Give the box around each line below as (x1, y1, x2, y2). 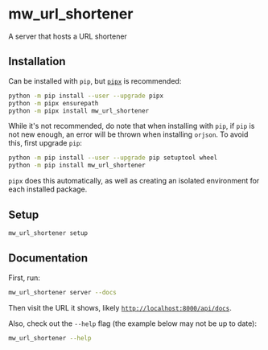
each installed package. (8, 184, 88, 194)
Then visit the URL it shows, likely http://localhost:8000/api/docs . (8, 303, 232, 312)
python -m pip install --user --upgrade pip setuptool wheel (8, 154, 218, 162)
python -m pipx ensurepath (8, 99, 99, 107)
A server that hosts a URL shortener (8, 31, 127, 41)
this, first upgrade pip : (8, 138, 83, 148)
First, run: (8, 273, 40, 282)
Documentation (8, 251, 89, 266)
